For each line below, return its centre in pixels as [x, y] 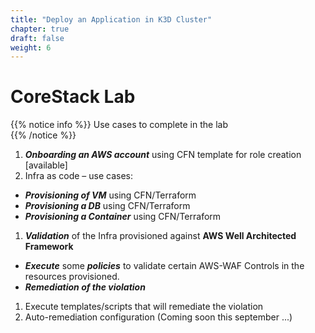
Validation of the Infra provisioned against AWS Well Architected [160, 236]
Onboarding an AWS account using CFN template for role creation [163, 155]
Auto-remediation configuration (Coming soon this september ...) [158, 317]
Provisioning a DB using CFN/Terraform [107, 206]
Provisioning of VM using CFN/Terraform [110, 195]
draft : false [37, 38]
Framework [49, 247]
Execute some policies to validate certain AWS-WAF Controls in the [164, 266]
